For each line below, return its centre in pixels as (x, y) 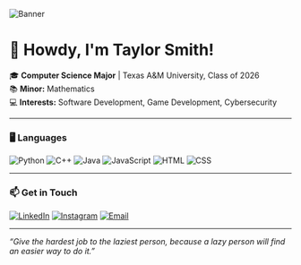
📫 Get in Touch (43, 192)
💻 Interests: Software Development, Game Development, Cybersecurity (143, 102)
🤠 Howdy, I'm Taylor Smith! (112, 50)
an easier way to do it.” (52, 251)
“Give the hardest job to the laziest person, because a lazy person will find (147, 241)
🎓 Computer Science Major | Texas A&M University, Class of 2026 (134, 75)
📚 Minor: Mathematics (52, 89)
